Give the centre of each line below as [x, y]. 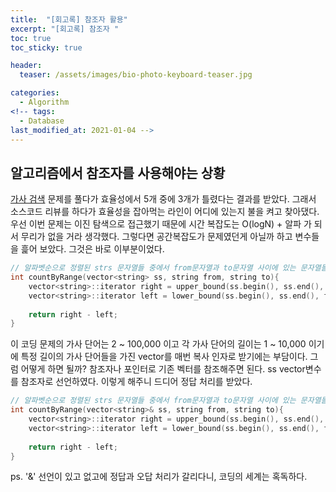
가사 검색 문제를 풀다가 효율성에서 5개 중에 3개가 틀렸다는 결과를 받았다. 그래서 [163, 199]
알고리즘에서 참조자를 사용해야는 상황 [118, 172]
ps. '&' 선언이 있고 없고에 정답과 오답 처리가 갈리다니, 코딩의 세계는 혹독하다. [159, 477]
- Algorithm [44, 102]
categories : [35, 93]
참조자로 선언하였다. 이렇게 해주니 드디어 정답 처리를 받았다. [136, 382]
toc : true [31, 38]
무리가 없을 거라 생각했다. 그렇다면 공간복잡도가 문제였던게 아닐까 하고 [156, 237]
